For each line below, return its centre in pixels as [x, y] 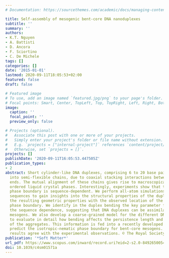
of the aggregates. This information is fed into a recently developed [87, 224]
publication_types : [26, 163]
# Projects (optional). [30, 131]
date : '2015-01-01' [26, 70]
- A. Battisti [20, 42]
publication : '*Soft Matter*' [37, 238]
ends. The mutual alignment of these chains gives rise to [73, 182]
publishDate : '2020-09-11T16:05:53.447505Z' [53, 159]
